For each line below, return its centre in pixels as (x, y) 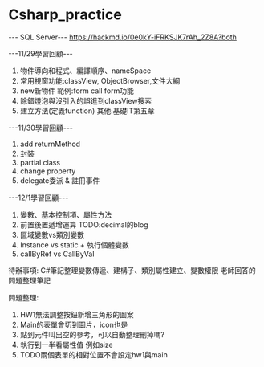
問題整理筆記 (29, 280)
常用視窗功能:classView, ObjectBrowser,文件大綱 (100, 80)
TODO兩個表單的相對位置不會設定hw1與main (94, 354)
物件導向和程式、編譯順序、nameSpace (85, 71)
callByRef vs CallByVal (57, 254)
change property (48, 171)
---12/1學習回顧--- (39, 198)
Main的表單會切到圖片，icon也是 (74, 324)
